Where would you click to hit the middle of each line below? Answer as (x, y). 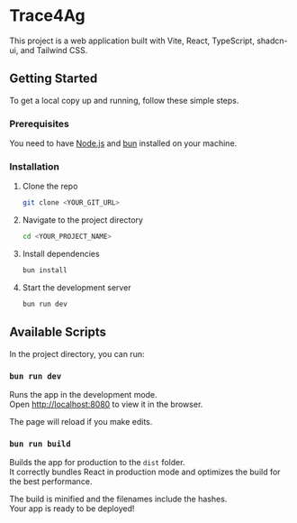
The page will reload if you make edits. (81, 421)
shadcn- (272, 41)
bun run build (40, 444)
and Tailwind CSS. (54, 50)
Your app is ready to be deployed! (72, 509)
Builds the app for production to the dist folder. (97, 463)
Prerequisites (39, 124)
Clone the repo (50, 187)
